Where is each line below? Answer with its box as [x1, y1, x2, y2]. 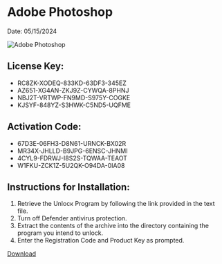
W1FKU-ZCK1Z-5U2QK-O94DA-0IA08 [17, 161, 125, 169]
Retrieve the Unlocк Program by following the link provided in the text [17, 200, 216, 208]
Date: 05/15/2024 [7, 27, 57, 35]
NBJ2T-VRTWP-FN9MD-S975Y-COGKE [17, 93, 131, 102]
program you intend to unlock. [17, 229, 104, 237]
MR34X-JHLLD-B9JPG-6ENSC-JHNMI [17, 147, 128, 155]
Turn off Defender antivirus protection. [17, 214, 127, 223]
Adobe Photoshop [7, 4, 113, 20]
